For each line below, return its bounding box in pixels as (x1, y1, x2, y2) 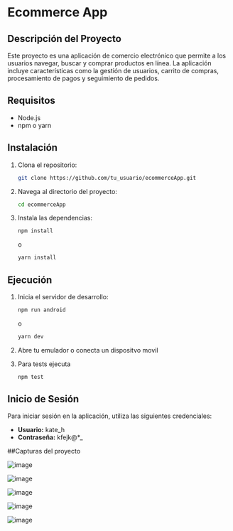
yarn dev (17, 333, 44, 340)
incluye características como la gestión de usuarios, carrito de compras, (7, 67, 219, 75)
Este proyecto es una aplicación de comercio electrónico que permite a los (7, 51, 226, 60)
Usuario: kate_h (17, 426, 65, 434)
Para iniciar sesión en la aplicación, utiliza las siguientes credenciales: (7, 412, 212, 420)
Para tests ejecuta (17, 360, 71, 368)
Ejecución (7, 274, 53, 286)
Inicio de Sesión (7, 392, 80, 405)
